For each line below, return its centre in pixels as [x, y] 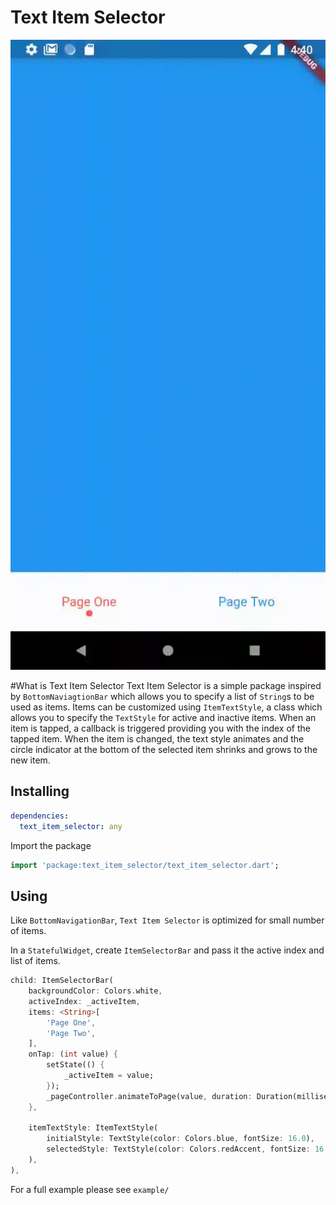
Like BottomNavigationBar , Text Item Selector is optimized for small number [167, 920]
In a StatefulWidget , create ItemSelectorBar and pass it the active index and [167, 950]
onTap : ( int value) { [73, 1054]
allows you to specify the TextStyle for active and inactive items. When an [163, 717]
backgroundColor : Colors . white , [95, 991]
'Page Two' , [71, 1033]
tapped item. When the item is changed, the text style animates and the [157, 738]
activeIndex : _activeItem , [84, 1001]
